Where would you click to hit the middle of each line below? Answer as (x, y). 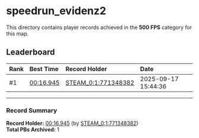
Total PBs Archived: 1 (33, 130)
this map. (17, 33)
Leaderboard (31, 52)
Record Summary (32, 110)
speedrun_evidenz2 (56, 11)
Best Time (44, 69)
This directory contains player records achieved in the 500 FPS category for (99, 27)
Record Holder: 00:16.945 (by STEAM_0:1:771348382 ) (72, 123)
